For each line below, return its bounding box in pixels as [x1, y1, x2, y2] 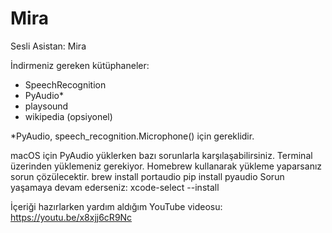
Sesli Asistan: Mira [10, 40, 87, 52]
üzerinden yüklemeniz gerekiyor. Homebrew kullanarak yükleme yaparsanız [10, 160, 323, 172]
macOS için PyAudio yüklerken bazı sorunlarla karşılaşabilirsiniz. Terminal [10, 149, 313, 161]
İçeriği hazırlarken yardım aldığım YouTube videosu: [10, 200, 223, 212]
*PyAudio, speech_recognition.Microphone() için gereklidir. [10, 130, 255, 142]
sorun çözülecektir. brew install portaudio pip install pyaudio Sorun [10, 170, 285, 182]
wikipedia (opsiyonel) [24, 110, 113, 122]
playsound [24, 100, 69, 112]
